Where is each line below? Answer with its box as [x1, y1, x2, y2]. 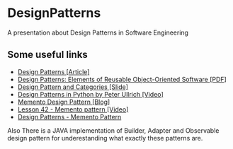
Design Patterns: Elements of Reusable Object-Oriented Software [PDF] [17, 75, 227, 83]
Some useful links [7, 49, 89, 61]
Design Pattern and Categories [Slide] [17, 83, 129, 91]
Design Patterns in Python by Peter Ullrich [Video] [17, 90, 164, 98]
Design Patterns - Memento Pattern [17, 112, 122, 121]
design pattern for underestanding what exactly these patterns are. [7, 133, 203, 142]
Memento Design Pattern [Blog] [17, 97, 110, 106]
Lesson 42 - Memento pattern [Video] [17, 105, 129, 114]
